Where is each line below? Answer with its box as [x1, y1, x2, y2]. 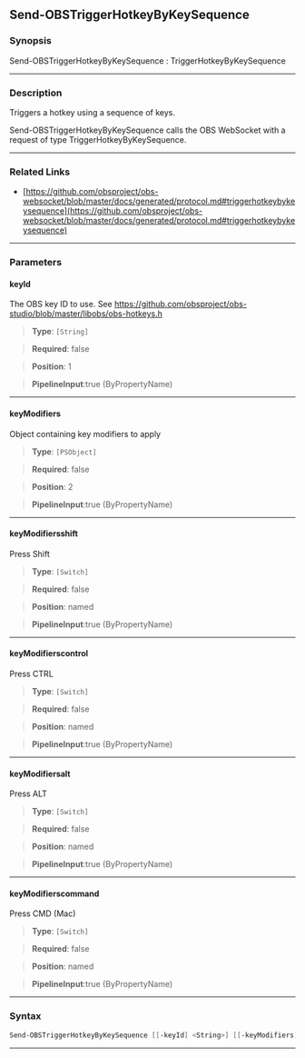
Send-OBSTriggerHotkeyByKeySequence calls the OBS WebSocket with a [9, 125, 286, 135]
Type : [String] [31, 326, 89, 337]
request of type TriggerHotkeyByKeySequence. [9, 134, 187, 145]
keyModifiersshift [9, 528, 79, 539]
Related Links [9, 165, 71, 178]
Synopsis [9, 35, 52, 47]
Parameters [9, 256, 62, 269]
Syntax [9, 1010, 42, 1023]
